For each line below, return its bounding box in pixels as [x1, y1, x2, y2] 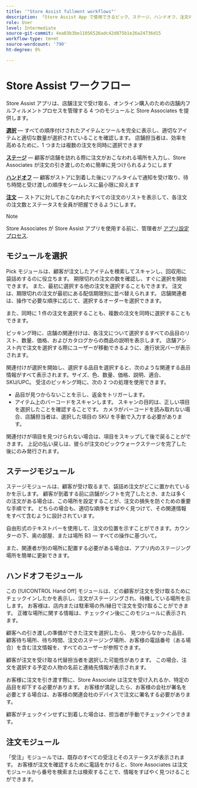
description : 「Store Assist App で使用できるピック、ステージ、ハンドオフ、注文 [6, 14, 189, 20]
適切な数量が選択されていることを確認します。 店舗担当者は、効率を [21, 134, 186, 141]
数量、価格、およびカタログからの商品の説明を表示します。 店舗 [21, 336, 177, 344]
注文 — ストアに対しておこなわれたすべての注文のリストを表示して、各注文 [6, 193, 188, 200]
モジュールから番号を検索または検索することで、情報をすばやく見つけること [6, 768, 191, 775]
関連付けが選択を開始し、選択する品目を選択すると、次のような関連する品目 [6, 363, 191, 371]
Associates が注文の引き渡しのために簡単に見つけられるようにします [6, 161, 173, 168]
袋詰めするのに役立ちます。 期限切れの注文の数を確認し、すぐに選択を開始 [6, 275, 187, 282]
